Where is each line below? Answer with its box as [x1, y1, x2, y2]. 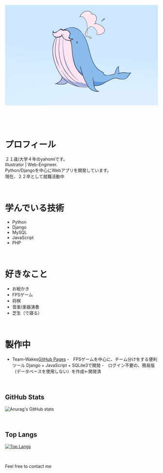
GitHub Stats [5, 393, 45, 401]
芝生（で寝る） [12, 310, 42, 316]
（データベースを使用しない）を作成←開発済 [12, 368, 101, 374]
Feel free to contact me [5, 463, 52, 469]
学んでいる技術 [5, 203, 65, 214]
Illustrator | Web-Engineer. [5, 162, 58, 167]
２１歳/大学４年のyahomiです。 [5, 156, 68, 162]
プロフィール [5, 139, 56, 150]
